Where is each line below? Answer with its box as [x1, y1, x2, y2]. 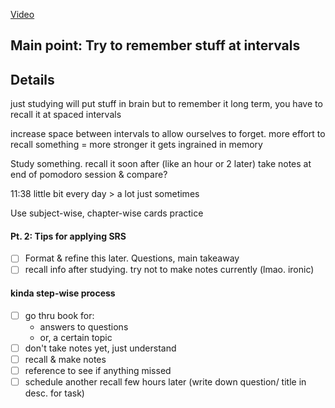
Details [10, 71, 55, 88]
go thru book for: [24, 309, 95, 321]
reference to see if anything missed [24, 364, 172, 376]
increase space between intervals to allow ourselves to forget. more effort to [10, 128, 326, 140]
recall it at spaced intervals [10, 109, 122, 121]
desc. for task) [24, 387, 85, 399]
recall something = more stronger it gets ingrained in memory [10, 139, 263, 151]
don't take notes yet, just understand [24, 342, 177, 354]
